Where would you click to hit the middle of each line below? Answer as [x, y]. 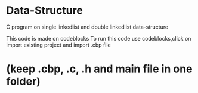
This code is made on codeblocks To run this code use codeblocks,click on [99, 38]
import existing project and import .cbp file [59, 45]
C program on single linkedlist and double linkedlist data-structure [87, 27]
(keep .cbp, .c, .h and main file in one [99, 69]
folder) [23, 82]
